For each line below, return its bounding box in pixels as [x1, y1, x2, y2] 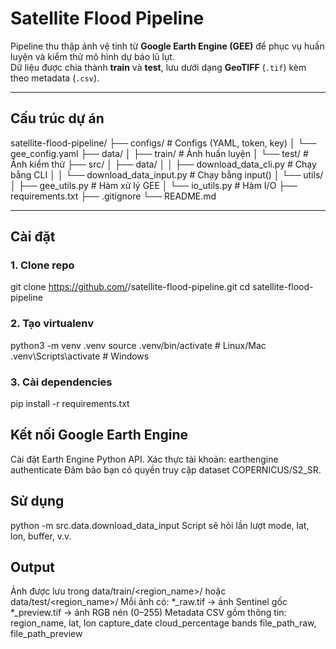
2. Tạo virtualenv [10, 317, 95, 331]
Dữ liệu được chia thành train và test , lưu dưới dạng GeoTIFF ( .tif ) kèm [10, 61, 307, 73]
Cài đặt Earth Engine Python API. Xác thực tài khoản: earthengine [10, 453, 279, 465]
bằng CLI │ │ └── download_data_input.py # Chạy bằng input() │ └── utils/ [10, 168, 324, 181]
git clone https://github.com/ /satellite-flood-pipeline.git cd [10, 281, 251, 293]
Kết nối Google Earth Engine [10, 427, 189, 444]
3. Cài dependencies [10, 375, 113, 389]
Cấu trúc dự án [10, 110, 105, 127]
